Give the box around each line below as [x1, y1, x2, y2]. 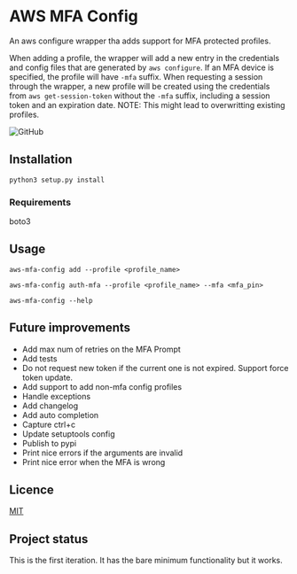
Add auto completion [21, 409, 99, 420]
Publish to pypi [21, 438, 77, 448]
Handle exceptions [21, 391, 91, 401]
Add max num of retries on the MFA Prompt [21, 344, 182, 354]
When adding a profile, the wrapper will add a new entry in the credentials [9, 52, 280, 63]
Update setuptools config [21, 428, 115, 439]
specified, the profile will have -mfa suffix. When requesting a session [9, 71, 263, 81]
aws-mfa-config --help [9, 296, 93, 305]
